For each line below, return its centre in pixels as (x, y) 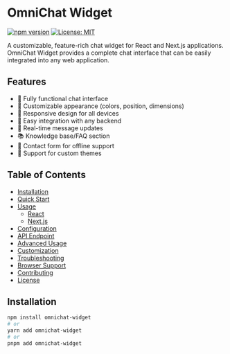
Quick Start (33, 199)
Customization (38, 250)
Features (27, 82)
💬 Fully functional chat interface (63, 98)
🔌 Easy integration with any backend (69, 121)
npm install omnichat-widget (49, 318)
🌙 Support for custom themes (59, 153)
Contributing (35, 272)
